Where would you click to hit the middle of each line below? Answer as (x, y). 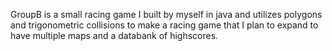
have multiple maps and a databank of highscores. (114, 35)
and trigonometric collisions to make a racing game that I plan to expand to (164, 25)
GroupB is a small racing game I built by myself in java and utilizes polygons (166, 14)
